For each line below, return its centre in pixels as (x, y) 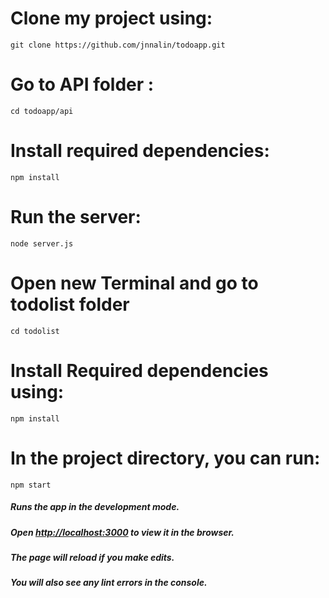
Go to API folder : (82, 84)
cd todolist (35, 331)
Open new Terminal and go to (134, 283)
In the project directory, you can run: (165, 458)
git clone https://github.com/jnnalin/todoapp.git (118, 45)
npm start (31, 485)
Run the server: (76, 217)
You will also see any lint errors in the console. (109, 583)
